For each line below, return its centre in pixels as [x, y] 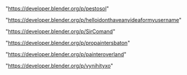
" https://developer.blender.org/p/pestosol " [58, 9]
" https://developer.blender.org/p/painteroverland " [66, 54]
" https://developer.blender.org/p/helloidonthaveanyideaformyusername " [93, 20]
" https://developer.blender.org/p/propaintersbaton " [68, 43]
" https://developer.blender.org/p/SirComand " [60, 31]
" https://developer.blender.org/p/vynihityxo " [59, 66]
